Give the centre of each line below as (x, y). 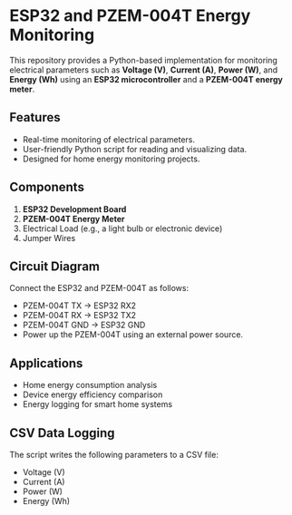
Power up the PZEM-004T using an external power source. (132, 335)
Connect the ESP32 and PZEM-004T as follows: (99, 288)
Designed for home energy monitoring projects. (111, 159)
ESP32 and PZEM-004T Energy (130, 16)
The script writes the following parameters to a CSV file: (114, 455)
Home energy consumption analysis (90, 385)
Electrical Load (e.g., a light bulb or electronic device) (122, 228)
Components (47, 187)
